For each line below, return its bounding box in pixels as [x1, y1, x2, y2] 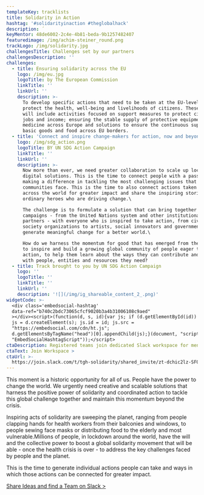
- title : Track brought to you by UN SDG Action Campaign [12, 263, 162, 269]
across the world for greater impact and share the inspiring [22, 190, 183, 196]
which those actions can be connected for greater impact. [6, 471, 152, 478]
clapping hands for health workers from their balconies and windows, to [6, 420, 186, 427]
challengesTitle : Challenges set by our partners [6, 49, 135, 55]
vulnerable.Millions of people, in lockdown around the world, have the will [6, 433, 190, 440]
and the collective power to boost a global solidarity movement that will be [6, 440, 192, 447]
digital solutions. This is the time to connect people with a [22, 173, 186, 180]
